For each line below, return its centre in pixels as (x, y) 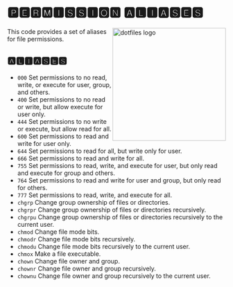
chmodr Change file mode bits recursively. (76, 239)
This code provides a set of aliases (57, 31)
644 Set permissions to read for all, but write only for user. (100, 151)
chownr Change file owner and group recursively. (86, 268)
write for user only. (44, 143)
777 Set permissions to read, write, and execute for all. (95, 195)
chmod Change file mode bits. (58, 232)
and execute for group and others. (66, 173)
